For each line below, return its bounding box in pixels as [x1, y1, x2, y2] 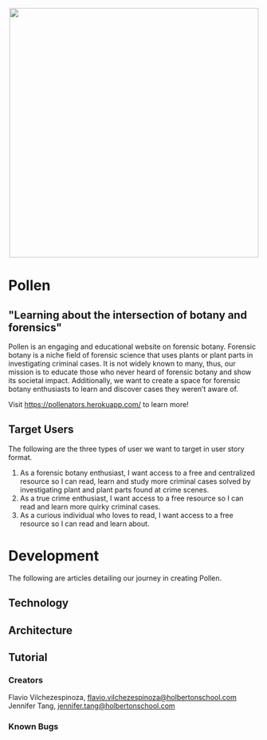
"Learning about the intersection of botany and [8, 308, 247, 322]
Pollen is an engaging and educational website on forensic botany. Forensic [8, 342, 257, 351]
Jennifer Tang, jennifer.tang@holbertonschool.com [8, 701, 175, 710]
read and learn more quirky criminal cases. [19, 501, 161, 511]
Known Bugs [8, 721, 59, 732]
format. [8, 452, 33, 462]
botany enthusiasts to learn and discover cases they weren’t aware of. [8, 384, 239, 394]
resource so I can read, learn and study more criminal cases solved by [19, 476, 251, 486]
